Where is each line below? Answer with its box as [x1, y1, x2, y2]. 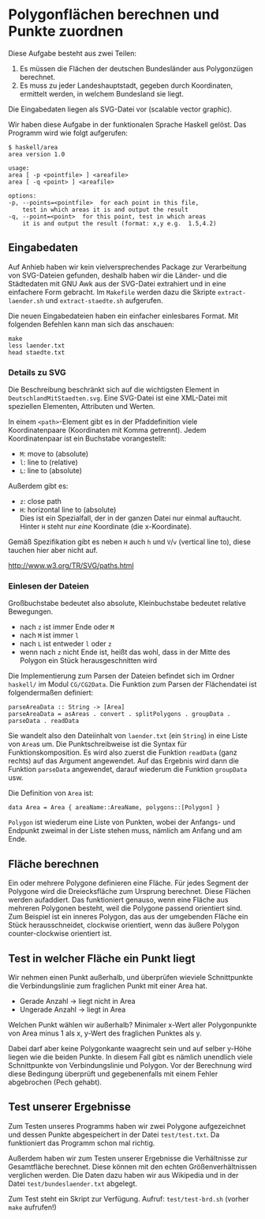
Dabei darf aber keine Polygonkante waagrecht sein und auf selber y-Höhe [8, 1043, 252, 1053]
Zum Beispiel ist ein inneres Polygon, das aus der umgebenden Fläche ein [8, 912, 248, 922]
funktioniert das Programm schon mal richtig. [8, 1138, 155, 1148]
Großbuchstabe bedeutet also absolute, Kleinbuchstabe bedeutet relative [8, 599, 246, 608]
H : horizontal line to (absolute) [19, 505, 117, 515]
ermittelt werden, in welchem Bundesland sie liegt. [19, 89, 184, 98]
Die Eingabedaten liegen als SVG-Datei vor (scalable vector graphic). [8, 104, 233, 114]
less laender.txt [8, 342, 65, 350]
